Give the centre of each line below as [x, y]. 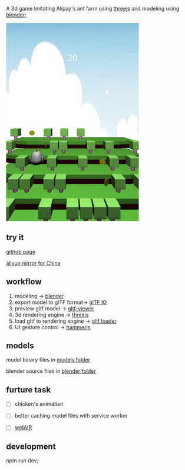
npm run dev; [22, 461]
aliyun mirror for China [33, 263]
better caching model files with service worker [71, 416]
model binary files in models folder [48, 360]
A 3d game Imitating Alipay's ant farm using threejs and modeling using [93, 9]
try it [15, 238]
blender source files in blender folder [51, 371]
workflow [24, 282]
